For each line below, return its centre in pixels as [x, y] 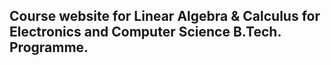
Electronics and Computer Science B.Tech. [145, 32]
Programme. [49, 47]
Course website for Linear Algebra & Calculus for [165, 16]
